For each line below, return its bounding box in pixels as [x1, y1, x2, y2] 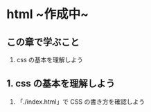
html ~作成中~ [6, 6, 89, 22]
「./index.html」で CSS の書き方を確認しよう [16, 97, 145, 106]
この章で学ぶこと [6, 36, 80, 48]
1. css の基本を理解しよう [6, 77, 116, 90]
